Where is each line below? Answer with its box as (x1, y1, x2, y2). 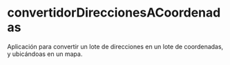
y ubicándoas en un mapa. (7, 50, 83, 58)
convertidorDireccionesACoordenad (7, 5, 221, 21)
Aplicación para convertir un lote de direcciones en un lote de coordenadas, (7, 42, 224, 50)
